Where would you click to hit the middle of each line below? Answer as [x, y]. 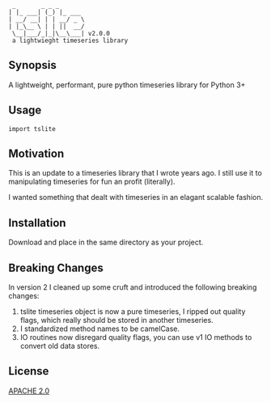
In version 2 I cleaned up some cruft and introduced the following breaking [133, 287]
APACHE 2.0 [29, 391]
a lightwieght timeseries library [70, 40]
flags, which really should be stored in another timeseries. [116, 320]
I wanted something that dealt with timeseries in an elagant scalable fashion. [136, 197]
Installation [37, 223]
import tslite [32, 129]
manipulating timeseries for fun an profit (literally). [92, 182]
